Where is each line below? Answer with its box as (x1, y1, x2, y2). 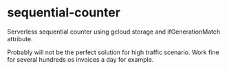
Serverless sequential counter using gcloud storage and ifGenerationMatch (7, 27, 221, 36)
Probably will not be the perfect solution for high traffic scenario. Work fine (7, 48, 220, 56)
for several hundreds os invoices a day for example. (7, 55, 154, 63)
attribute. (7, 34, 33, 43)
